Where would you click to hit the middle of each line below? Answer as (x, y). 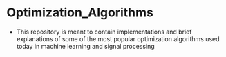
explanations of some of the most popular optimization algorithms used (118, 38)
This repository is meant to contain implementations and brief (104, 32)
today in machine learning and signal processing (85, 46)
